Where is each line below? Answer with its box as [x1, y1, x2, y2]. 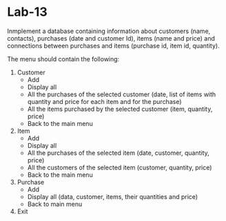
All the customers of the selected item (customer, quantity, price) [27, 163, 212, 171]
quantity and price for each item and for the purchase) [27, 97, 182, 105]
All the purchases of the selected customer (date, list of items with [27, 90, 216, 98]
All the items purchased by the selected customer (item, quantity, [27, 105, 213, 113]
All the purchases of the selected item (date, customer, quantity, [27, 149, 210, 157]
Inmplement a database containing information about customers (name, [7, 27, 211, 35]
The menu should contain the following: [7, 54, 120, 63]
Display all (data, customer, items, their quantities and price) [27, 192, 198, 200]
